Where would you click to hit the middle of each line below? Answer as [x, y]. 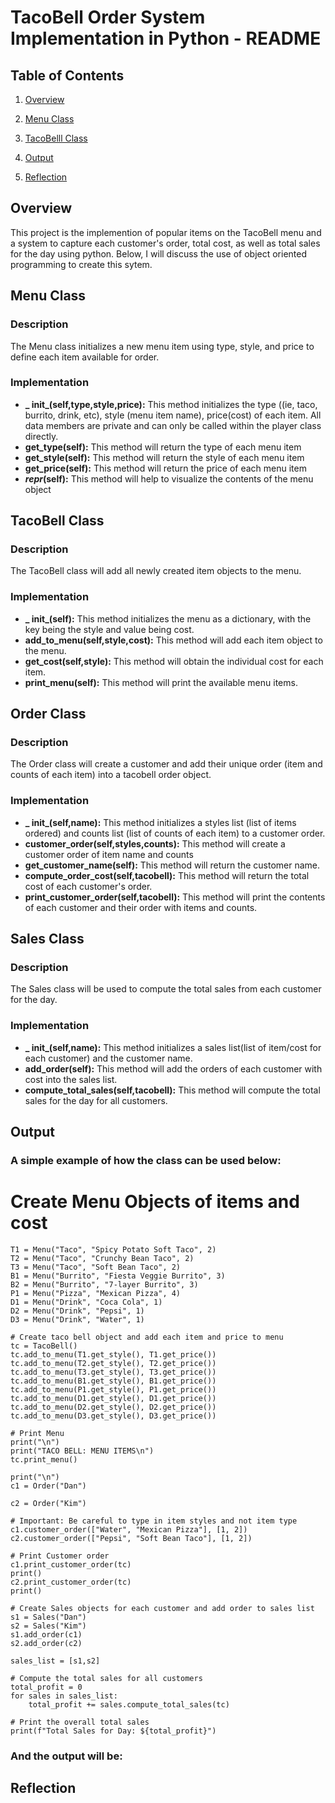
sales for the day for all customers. [96, 1100]
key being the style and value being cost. [109, 629]
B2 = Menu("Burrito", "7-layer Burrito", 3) [104, 1285]
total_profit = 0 [46, 1687]
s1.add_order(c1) [46, 1635]
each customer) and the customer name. [108, 1058]
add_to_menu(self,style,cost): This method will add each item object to [173, 640]
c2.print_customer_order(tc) [71, 1582]
